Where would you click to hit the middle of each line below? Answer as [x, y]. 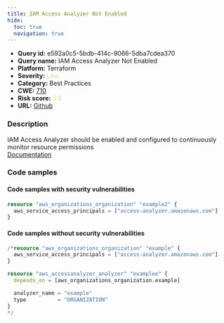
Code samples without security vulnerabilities [76, 233]
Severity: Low [38, 76]
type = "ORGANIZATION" [61, 300]
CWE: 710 [32, 91]
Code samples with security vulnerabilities [71, 189]
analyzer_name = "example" [53, 293]
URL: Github [35, 106]
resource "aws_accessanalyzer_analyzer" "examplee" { [88, 274]
